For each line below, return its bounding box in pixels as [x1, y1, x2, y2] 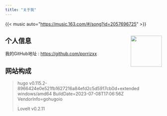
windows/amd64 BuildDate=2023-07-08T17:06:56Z [17, 91, 124, 97]
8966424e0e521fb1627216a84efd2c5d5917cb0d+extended [17, 86, 140, 92]
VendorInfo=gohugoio [17, 96, 63, 102]
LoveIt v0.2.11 [17, 106, 45, 112]
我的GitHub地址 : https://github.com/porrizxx [5, 51, 97, 57]
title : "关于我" [5, 7, 37, 12]
